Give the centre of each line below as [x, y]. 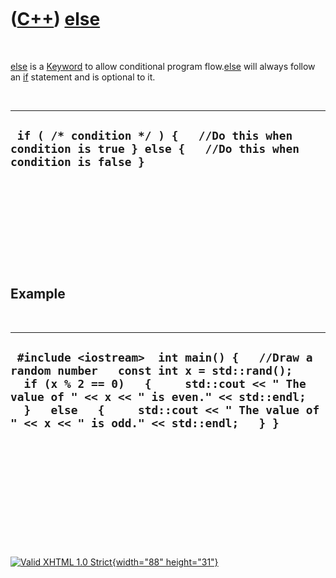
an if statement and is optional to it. [83, 77]
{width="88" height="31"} [165, 562]
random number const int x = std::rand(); [151, 370]
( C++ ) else [55, 19]
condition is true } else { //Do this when [155, 149]
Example [38, 294]
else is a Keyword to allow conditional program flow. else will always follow [163, 66]
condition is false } [77, 162]
